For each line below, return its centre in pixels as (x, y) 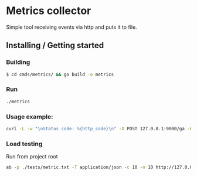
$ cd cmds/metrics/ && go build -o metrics (60, 75)
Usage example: (30, 117)
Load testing (24, 144)
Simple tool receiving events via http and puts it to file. (72, 27)
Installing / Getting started (55, 45)
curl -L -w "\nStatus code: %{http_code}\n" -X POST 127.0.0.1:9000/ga (95, 128)
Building (18, 62)
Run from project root (32, 157)
